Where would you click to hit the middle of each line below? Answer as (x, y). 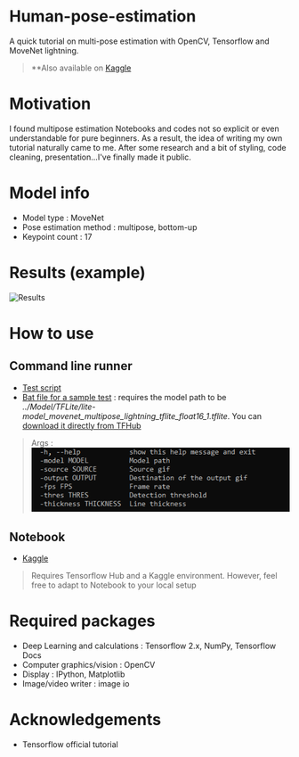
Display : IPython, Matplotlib (73, 674)
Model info (50, 193)
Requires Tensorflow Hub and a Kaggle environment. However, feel (154, 575)
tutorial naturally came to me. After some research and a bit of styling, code (148, 147)
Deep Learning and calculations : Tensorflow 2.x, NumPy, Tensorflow (149, 646)
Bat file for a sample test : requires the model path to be (124, 397)
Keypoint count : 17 (57, 236)
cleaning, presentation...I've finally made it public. (100, 157)
